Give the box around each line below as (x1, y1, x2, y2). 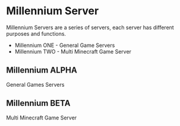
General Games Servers (6, 81, 65, 88)
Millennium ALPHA (6, 65, 77, 75)
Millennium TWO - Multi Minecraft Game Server (14, 48, 132, 55)
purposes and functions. (6, 30, 67, 37)
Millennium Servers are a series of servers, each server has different (6, 24, 174, 31)
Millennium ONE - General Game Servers (14, 42, 115, 49)
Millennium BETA (6, 98, 71, 108)
